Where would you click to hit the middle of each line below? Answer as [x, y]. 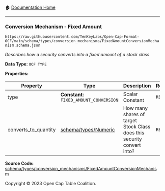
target [130, 121]
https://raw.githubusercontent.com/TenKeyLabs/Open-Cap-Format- [72, 37]
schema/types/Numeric [88, 130]
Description [137, 86]
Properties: [17, 74]
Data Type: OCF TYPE [26, 64]
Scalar [131, 94]
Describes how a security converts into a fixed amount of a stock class [77, 55]
